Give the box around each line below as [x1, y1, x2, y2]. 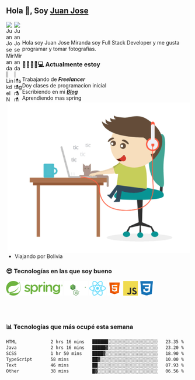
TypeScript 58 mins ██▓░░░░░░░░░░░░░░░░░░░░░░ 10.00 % [6, 357, 184, 362]
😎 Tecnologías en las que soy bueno [6, 267, 112, 276]
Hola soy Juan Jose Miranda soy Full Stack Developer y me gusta [22, 39, 180, 46]
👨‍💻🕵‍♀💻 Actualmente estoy [22, 60, 100, 68]
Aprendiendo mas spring [22, 94, 82, 101]
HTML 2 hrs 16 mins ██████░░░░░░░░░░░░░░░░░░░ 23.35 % [6, 339, 184, 345]
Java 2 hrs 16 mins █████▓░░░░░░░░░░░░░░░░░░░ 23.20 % [6, 345, 184, 351]
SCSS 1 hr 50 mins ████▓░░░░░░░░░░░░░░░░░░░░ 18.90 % [6, 351, 184, 357]
